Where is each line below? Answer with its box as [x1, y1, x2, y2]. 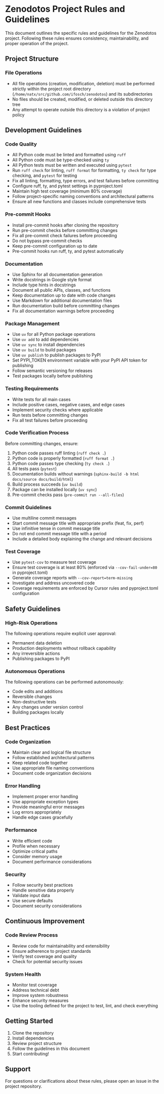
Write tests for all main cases [12, 396, 71, 402]
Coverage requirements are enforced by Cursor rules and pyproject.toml [12, 585, 158, 591]
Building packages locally [12, 709, 64, 715]
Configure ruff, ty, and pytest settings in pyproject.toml [12, 183, 123, 189]
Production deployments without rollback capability [12, 646, 117, 651]
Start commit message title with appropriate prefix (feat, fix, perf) [12, 521, 144, 526]
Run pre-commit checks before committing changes [12, 227, 118, 233]
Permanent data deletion [12, 640, 62, 646]
